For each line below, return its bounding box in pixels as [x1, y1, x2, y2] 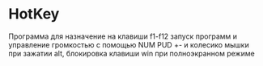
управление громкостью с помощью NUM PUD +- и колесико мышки [8, 39, 249, 49]
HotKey [8, 5, 60, 23]
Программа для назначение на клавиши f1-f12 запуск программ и [8, 31, 237, 41]
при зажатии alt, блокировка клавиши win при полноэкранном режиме [8, 48, 255, 58]
